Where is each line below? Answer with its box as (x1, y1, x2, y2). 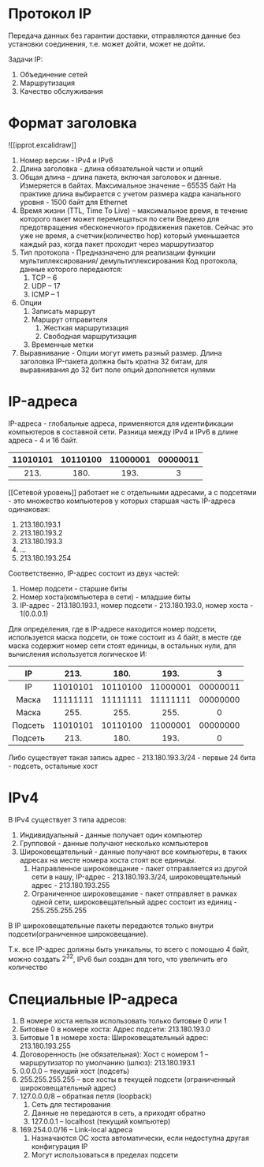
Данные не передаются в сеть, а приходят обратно (31, 1109, 206, 1118)
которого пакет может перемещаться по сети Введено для (19, 214, 220, 223)
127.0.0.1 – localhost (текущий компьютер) (31, 1117, 171, 1126)
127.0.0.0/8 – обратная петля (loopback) (19, 1091, 152, 1101)
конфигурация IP (31, 1142, 88, 1151)
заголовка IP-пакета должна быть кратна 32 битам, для (19, 356, 208, 366)
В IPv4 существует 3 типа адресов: (8, 815, 127, 824)
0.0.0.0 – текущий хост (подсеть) (19, 1066, 130, 1076)
